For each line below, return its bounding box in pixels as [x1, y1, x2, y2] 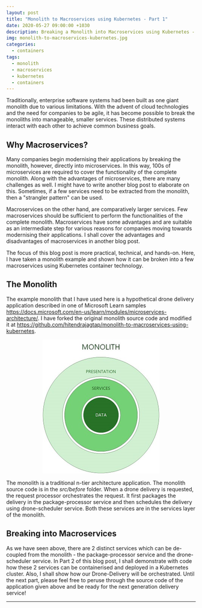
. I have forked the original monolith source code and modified [37, 315, 192, 322]
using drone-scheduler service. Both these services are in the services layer [6, 505, 195, 512]
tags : [6, 54, 20, 60]
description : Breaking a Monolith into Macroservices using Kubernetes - [6, 29, 195, 35]
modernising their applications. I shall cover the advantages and [6, 232, 165, 239]
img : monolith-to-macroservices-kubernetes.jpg [6, 35, 128, 41]
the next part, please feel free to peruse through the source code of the [6, 576, 183, 583]
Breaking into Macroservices [6, 529, 117, 539]
